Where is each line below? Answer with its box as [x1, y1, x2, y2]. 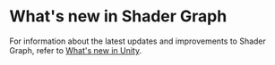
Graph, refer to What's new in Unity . [9, 45, 142, 55]
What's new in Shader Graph [9, 6, 228, 27]
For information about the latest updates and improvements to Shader [9, 36, 267, 46]
